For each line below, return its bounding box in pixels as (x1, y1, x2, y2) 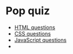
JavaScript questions (14, 36, 67, 43)
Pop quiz (5, 4, 50, 18)
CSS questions (14, 30, 51, 37)
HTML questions (14, 24, 56, 31)
